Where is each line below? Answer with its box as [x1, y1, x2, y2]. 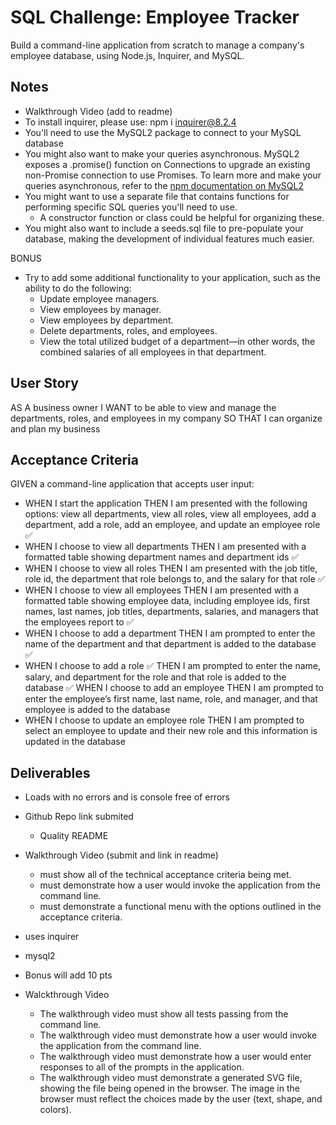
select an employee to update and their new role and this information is [24, 725, 318, 737]
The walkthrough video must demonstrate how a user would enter [39, 1051, 312, 1063]
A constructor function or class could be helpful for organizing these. [39, 211, 325, 223]
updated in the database [24, 736, 126, 748]
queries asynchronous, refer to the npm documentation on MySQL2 [24, 179, 304, 191]
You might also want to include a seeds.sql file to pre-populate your [24, 222, 304, 234]
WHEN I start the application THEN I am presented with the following [24, 497, 308, 510]
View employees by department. [39, 314, 174, 326]
